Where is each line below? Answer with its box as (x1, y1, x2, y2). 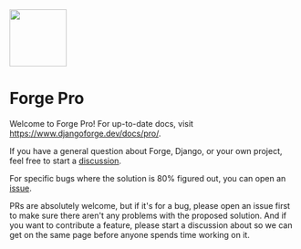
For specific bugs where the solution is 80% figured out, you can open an (9, 172, 286, 183)
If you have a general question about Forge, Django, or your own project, (9, 145, 283, 156)
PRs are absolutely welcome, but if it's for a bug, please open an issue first (9, 200, 290, 211)
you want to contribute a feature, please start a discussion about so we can (9, 219, 293, 231)
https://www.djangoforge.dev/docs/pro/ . (9, 128, 161, 139)
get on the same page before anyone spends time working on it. (9, 229, 251, 240)
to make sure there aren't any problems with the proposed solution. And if (9, 210, 287, 221)
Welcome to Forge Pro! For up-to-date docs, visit (9, 118, 194, 129)
